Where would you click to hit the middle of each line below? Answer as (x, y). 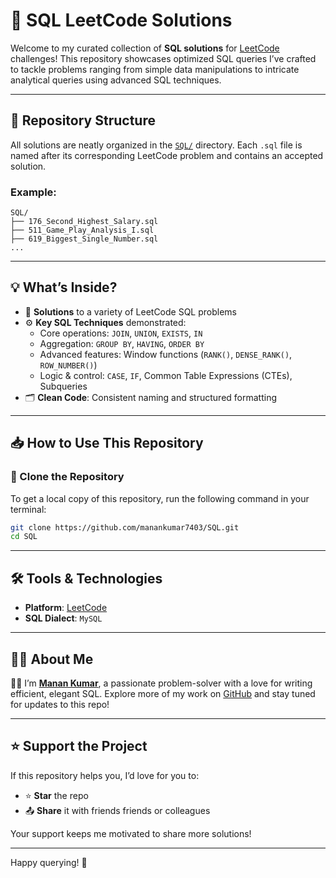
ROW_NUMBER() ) (68, 365)
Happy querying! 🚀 (49, 862)
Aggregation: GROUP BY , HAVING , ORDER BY (122, 343)
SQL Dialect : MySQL (63, 618)
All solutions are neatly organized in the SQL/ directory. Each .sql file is (156, 145)
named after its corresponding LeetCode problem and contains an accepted (167, 155)
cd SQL (24, 537)
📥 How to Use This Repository (107, 443)
